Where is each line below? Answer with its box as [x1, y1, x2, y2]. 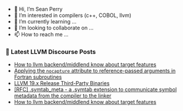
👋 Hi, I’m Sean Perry [13, 6, 63, 12]
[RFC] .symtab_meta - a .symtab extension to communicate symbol [13, 86, 177, 93]
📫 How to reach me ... [13, 31, 69, 38]
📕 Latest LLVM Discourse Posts [5, 48, 96, 56]
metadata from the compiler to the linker [13, 92, 112, 99]
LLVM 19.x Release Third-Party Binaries [13, 80, 110, 87]
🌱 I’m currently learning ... [13, 18, 77, 25]
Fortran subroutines [13, 73, 62, 80]
